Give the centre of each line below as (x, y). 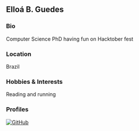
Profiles (17, 109)
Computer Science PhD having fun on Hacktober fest (70, 39)
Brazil (13, 66)
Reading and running (31, 94)
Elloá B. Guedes (35, 10)
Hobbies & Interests (34, 82)
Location (19, 54)
